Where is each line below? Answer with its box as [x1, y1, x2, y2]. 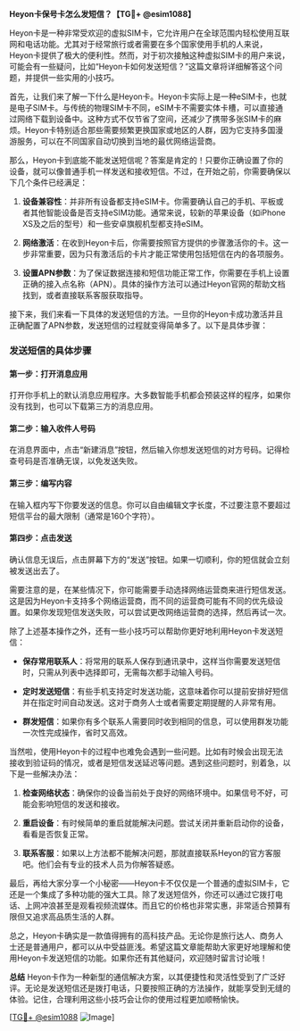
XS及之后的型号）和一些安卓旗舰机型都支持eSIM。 [21, 219, 208, 229]
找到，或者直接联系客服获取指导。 [21, 290, 148, 300]
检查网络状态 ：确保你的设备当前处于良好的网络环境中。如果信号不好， [21, 787, 281, 798]
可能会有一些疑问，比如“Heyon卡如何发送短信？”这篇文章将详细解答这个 [9, 62, 275, 71]
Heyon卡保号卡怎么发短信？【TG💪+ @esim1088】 [9, 9, 196, 19]
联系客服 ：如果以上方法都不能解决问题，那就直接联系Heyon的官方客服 [21, 847, 281, 858]
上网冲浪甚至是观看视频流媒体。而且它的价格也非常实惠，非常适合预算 [24, 900, 283, 910]
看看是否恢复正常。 [21, 828, 94, 839]
